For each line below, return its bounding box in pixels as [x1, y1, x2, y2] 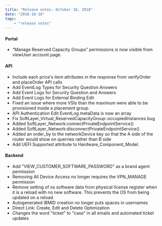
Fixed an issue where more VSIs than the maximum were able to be [12, 100, 148, 105]
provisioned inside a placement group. [12, 105, 90, 111]
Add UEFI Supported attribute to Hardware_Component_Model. [12, 141, 139, 147]
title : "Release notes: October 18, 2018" [5, 7, 93, 12]
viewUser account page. [12, 52, 62, 58]
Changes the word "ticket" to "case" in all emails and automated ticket [12, 210, 154, 216]
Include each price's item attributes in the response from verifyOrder [12, 74, 151, 80]
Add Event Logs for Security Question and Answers [12, 89, 116, 95]
